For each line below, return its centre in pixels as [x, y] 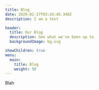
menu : [11, 55]
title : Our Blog [26, 33]
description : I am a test [32, 19]
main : [15, 60]
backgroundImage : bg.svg [35, 42]
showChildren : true [25, 50]
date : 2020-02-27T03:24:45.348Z [38, 14]
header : [13, 28]
